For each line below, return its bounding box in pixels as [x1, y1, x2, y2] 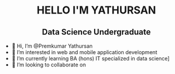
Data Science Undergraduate [42, 27, 151, 37]
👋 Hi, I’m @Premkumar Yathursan [11, 42, 93, 49]
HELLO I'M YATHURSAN [36, 4, 157, 17]
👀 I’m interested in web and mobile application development [11, 49, 158, 56]
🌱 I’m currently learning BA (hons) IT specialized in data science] [11, 55, 170, 62]
